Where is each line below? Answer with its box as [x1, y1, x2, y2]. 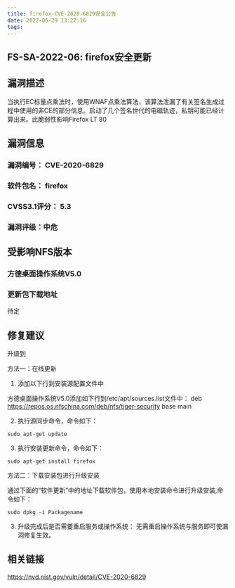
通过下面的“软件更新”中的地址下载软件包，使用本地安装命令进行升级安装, [7, 486, 217, 494]
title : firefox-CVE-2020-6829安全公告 [7, 10, 117, 18]
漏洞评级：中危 [7, 222, 58, 232]
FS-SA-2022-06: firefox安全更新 [7, 51, 152, 63]
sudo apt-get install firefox [7, 458, 96, 465]
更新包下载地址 [7, 289, 58, 299]
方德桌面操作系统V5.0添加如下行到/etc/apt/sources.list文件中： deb [7, 395, 202, 403]
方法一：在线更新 [7, 364, 57, 373]
